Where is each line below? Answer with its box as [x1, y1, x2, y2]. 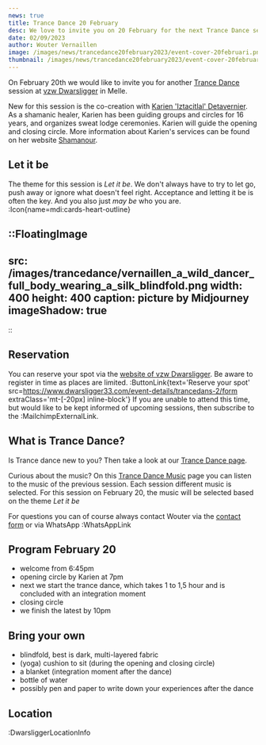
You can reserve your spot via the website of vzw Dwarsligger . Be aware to [8, 369, 253, 378]
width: [210, 279, 243, 293]
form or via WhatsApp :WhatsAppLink [8, 520, 131, 529]
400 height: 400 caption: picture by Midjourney [8, 291, 249, 305]
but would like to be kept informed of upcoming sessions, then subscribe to [8, 402, 255, 413]
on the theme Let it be [8, 496, 81, 505]
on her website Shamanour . [8, 135, 98, 144]
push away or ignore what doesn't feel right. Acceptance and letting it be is [8, 187, 254, 197]
